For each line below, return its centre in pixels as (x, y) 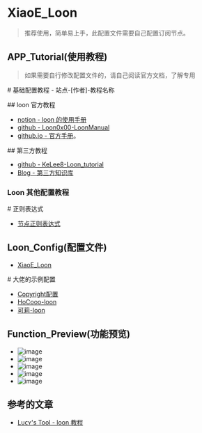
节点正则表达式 (39, 223)
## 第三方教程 (27, 150)
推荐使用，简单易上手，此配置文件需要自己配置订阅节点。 (107, 33)
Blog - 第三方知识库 (45, 173)
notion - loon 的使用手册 (52, 119)
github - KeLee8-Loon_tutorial (61, 164)
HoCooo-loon (37, 301)
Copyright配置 (38, 294)
